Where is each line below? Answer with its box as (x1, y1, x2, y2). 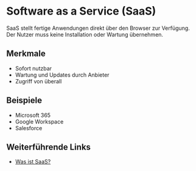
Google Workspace (15, 117, 64, 125)
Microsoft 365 (15, 111, 51, 119)
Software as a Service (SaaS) (6, 4, 156, 18)
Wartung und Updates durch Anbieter (15, 71, 110, 79)
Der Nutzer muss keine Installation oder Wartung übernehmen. (6, 30, 163, 38)
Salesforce (15, 124, 43, 131)
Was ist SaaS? (15, 158, 51, 166)
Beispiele (6, 96, 43, 106)
